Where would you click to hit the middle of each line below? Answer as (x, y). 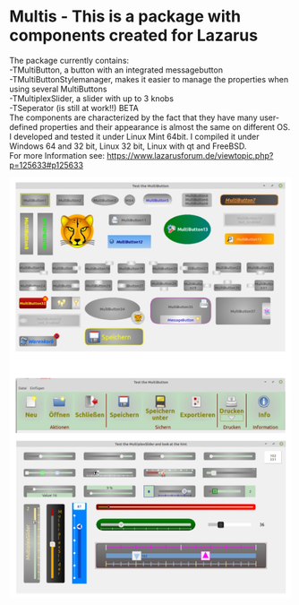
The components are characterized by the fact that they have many (133, 117)
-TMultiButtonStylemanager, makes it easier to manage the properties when (149, 79)
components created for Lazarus (133, 35)
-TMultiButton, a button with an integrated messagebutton (116, 70)
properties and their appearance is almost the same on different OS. (165, 126)
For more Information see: (57, 155)
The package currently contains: (69, 60)
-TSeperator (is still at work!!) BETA (74, 108)
